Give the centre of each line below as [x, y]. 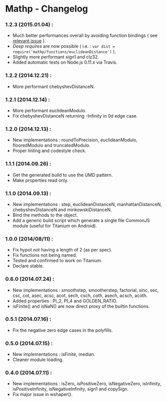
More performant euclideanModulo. [49, 111]
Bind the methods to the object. [45, 215]
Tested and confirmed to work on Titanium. [57, 261]
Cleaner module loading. [38, 360]
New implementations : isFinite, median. [54, 355]
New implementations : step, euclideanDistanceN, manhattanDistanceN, [87, 204]
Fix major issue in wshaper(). [43, 394]
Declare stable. [28, 266]
